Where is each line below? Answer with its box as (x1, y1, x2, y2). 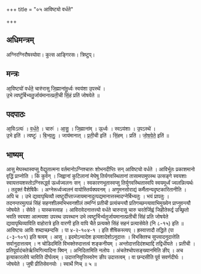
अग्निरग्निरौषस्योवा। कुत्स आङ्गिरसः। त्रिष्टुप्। (6, 51, 95, 58)
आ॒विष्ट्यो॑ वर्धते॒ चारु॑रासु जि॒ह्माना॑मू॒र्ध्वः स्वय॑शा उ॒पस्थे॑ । (6, 85, 106, 92)
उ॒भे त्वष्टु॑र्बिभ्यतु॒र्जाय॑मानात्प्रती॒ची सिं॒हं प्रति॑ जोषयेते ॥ (6, 91, 100, 99)
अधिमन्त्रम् (6, 35, 34, 45)
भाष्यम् (6, 150, 23, 160)
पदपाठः (6, 109, 26, 120)
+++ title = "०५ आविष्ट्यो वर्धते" (6, 6, 74, 13)
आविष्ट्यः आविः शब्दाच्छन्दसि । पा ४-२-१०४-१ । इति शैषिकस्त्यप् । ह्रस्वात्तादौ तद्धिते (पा (6, 227, 174, 234)
